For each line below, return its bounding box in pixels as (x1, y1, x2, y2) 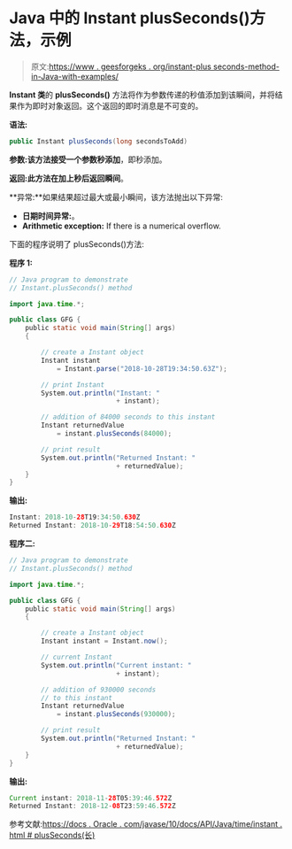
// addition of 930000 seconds (41, 685, 157, 694)
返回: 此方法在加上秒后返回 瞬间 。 (9, 173, 128, 183)
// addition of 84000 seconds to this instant (41, 413, 216, 421)
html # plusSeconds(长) (9, 830, 96, 841)
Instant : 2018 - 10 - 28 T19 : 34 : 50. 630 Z (9, 513, 141, 522)
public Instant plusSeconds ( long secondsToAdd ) (9, 136, 188, 146)
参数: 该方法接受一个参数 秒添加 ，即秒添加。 (9, 154, 167, 165)
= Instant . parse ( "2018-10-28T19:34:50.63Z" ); (56, 364, 227, 373)
